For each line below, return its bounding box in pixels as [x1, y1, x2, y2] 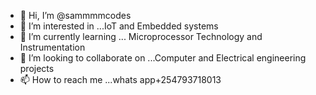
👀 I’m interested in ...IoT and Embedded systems [19, 20, 219, 32]
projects [19, 63, 55, 74]
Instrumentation [19, 41, 86, 53]
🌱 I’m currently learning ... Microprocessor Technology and [19, 31, 263, 42]
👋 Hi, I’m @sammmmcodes [19, 10, 132, 21]
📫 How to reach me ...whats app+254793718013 [19, 74, 222, 85]
